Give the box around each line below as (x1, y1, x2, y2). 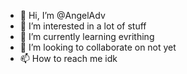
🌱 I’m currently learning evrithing (19, 31, 155, 42)
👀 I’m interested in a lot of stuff (19, 20, 147, 32)
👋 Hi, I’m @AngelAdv (19, 10, 106, 21)
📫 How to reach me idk (19, 53, 118, 64)
